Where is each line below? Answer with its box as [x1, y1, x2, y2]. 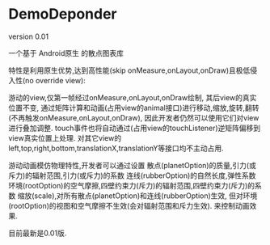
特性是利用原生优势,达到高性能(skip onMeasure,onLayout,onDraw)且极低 [8, 65, 251, 75]
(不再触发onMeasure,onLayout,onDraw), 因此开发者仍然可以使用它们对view [8, 112, 259, 122]
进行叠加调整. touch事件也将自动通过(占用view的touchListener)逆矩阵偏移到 [8, 123, 261, 133]
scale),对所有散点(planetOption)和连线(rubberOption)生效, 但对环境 [34, 191, 258, 201]
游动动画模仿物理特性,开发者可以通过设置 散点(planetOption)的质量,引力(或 [8, 160, 257, 170]
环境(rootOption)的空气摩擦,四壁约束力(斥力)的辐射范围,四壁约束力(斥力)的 [8, 180, 255, 190]
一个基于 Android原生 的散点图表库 [8, 48, 124, 57]
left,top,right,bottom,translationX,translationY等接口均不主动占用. [8, 143, 224, 153]
